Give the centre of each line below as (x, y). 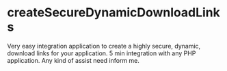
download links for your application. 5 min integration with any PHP (102, 53)
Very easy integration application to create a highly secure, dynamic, (104, 46)
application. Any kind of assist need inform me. (74, 60)
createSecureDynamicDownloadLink (114, 13)
